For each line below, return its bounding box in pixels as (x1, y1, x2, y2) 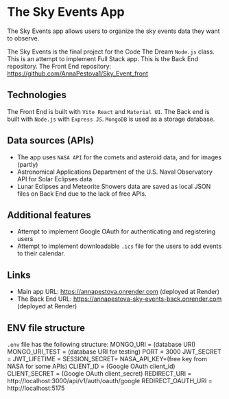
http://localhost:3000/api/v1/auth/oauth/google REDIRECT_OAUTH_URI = (7, 377, 213, 385)
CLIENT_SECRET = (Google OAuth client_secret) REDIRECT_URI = (7, 369, 192, 378)
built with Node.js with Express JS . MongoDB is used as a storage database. (7, 115, 215, 123)
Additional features (7, 209, 91, 220)
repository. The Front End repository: (7, 62, 112, 70)
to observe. (7, 34, 40, 42)
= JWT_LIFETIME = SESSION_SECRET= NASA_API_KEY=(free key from (7, 355, 208, 363)
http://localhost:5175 (7, 384, 65, 392)
